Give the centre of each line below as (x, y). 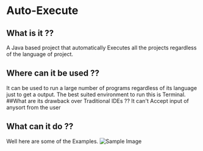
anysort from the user (34, 107)
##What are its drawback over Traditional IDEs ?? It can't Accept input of (98, 100)
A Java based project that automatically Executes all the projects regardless (101, 47)
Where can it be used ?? (53, 73)
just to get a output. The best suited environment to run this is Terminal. (96, 94)
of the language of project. (40, 54)
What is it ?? (30, 33)
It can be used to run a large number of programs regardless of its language (101, 88)
